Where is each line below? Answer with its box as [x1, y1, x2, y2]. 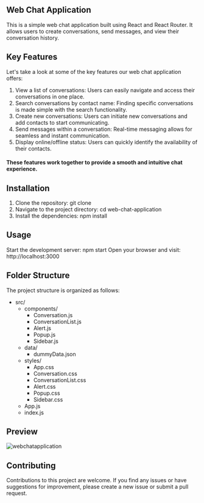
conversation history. [6, 34, 59, 42]
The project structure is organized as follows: [6, 287, 120, 294]
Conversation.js [33, 311, 73, 318]
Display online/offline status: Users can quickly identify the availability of [15, 138, 198, 145]
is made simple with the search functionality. [15, 106, 127, 113]
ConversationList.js [33, 318, 82, 325]
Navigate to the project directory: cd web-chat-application [15, 206, 162, 213]
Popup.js [33, 331, 56, 338]
